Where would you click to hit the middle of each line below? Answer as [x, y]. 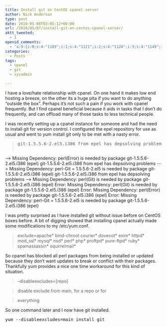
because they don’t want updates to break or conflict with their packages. [81, 261]
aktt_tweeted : [20, 33]
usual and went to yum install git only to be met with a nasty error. [73, 134]
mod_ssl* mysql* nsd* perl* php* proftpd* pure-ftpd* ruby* [79, 241]
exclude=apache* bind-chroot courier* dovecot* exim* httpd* [81, 235]
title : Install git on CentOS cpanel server [52, 10]
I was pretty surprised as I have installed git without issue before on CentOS [83, 215]
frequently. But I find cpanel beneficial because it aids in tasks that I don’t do [83, 109]
